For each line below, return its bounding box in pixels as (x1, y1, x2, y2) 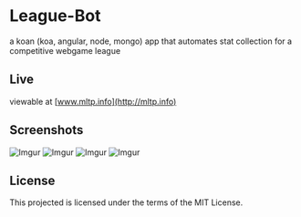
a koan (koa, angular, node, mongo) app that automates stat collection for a (9, 36, 293, 46)
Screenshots (9, 122, 84, 138)
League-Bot (9, 5, 101, 26)
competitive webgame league (9, 45, 121, 56)
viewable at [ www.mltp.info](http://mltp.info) (9, 96, 177, 107)
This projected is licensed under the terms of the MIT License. (9, 197, 244, 208)
